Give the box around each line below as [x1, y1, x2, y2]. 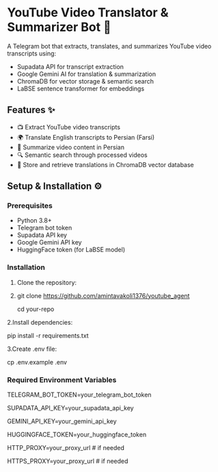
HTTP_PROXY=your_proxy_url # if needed [7, 444, 125, 452]
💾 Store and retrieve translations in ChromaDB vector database [16, 160, 195, 169]
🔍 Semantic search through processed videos [16, 151, 148, 159]
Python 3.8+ [16, 216, 53, 225]
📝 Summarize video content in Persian [16, 142, 125, 151]
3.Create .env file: [7, 345, 57, 353]
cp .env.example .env [7, 358, 67, 366]
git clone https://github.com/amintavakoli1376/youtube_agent [16, 291, 190, 299]
